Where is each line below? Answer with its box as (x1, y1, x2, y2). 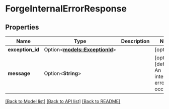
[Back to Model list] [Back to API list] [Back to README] (5, 98, 121, 104)
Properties (5, 23, 39, 31)
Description (121, 38, 150, 44)
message (8, 70, 30, 76)
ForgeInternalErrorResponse (5, 3, 127, 14)
